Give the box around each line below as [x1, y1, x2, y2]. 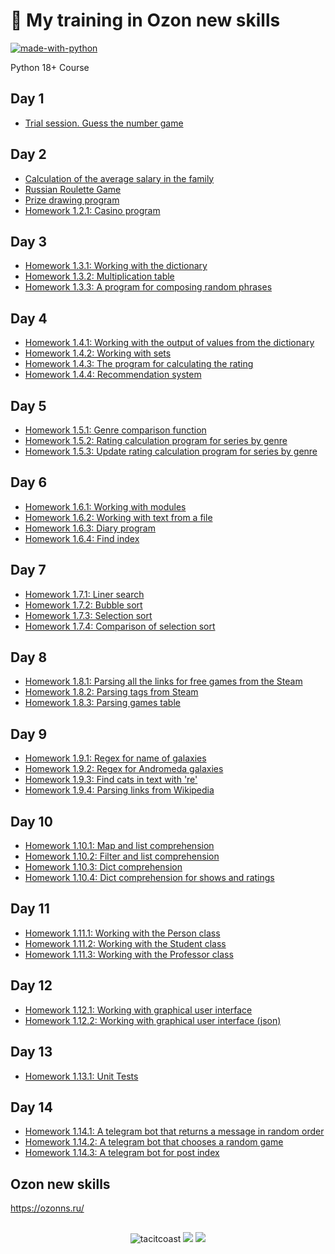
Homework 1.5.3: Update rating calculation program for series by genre [24, 445, 318, 457]
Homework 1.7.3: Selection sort [24, 609, 153, 621]
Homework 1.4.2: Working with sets [24, 347, 172, 359]
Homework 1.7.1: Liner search [24, 588, 145, 600]
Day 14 [10, 1099, 53, 1116]
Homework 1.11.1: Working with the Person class [24, 927, 221, 939]
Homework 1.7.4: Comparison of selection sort [24, 620, 216, 632]
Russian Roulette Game [24, 183, 122, 195]
